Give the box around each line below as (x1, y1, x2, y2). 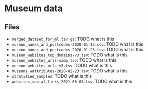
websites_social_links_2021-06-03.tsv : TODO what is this (11, 78, 133, 84)
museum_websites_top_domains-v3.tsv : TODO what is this (11, 52, 128, 58)
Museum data (4, 3, 63, 14)
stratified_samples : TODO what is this (11, 73, 92, 79)
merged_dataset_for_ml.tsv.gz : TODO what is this (11, 36, 114, 42)
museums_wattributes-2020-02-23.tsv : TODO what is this (11, 68, 128, 74)
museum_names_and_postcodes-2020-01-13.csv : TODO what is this (11, 41, 143, 47)
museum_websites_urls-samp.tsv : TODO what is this (11, 57, 117, 63)
